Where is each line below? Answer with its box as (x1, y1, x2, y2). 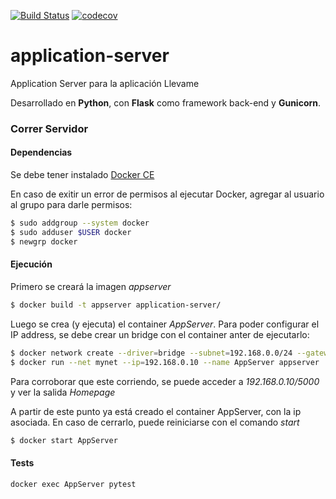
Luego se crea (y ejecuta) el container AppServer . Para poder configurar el (10, 318, 320, 330)
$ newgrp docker (10, 236, 78, 247)
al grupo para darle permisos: (10, 199, 133, 211)
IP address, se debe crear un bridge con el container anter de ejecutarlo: (10, 328, 310, 340)
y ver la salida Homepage (10, 386, 116, 398)
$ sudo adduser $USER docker (10, 227, 132, 237)
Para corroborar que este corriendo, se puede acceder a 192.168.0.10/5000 (10, 375, 320, 387)
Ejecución (10, 258, 53, 270)
